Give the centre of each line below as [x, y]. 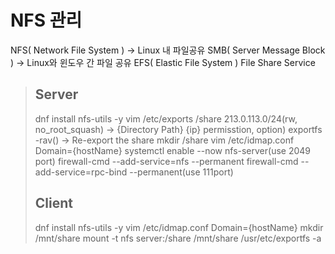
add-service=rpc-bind [81, 172]
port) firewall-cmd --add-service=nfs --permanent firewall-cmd [166, 161]
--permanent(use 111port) [181, 172]
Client [53, 203]
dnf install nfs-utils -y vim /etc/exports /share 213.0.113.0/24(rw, [166, 118]
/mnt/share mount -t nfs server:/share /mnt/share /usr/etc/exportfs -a [178, 238]
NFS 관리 [46, 20]
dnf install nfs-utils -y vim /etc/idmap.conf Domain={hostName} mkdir [179, 227]
